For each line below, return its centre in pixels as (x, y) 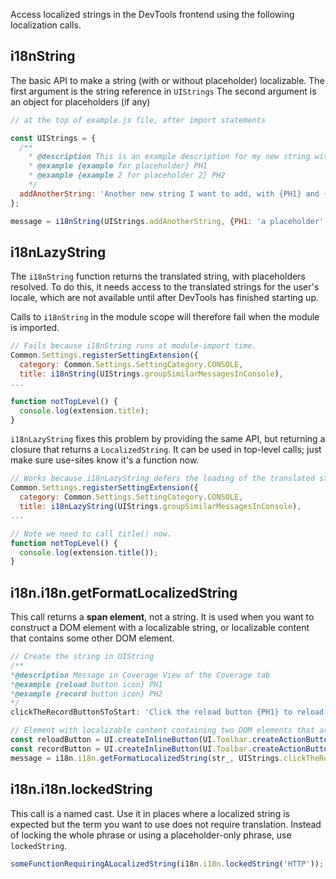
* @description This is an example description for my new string (169, 157)
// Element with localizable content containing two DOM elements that (162, 730)
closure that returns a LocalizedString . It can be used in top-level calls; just (166, 450)
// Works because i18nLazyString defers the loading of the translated (162, 479)
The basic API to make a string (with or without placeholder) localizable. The (167, 80)
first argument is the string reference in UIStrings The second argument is (163, 91)
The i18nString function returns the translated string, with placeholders (158, 276)
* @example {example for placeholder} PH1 (118, 166)
